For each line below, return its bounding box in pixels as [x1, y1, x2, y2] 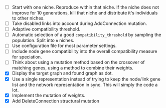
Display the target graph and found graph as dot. [12, 70, 113, 76]
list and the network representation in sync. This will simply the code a [12, 81, 158, 87]
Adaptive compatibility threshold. [12, 26, 81, 32]
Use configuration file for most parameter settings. [12, 42, 117, 49]
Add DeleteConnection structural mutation [12, 97, 100, 104]
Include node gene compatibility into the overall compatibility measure [12, 48, 157, 54]
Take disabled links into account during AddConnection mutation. [12, 20, 147, 26]
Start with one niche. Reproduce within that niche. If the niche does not [12, 4, 159, 10]
